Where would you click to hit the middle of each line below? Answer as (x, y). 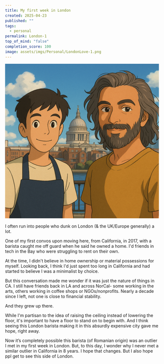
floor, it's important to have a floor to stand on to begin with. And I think (77, 320)
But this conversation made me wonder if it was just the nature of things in (80, 281)
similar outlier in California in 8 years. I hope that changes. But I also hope (79, 351)
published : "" (20, 21)
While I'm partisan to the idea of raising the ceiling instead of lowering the (79, 315)
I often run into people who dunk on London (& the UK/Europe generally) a (80, 226)
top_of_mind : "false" (27, 42)
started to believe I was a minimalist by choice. (52, 271)
